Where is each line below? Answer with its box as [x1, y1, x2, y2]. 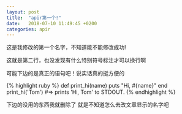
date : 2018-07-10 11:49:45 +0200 [6, 20, 97, 26]
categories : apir [6, 26, 51, 32]
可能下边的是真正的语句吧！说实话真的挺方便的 [6, 70, 124, 77]
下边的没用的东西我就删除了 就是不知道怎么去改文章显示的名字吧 [6, 101, 169, 108]
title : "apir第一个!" [6, 15, 62, 21]
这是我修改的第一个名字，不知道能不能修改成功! [6, 44, 127, 51]
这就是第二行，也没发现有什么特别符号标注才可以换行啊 [6, 56, 146, 64]
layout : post [6, 9, 40, 15]
